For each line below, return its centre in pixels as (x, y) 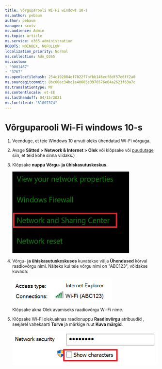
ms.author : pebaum (24, 15)
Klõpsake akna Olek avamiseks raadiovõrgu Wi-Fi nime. (68, 310)
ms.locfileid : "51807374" (31, 103)
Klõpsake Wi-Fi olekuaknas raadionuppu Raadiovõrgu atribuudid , (78, 319)
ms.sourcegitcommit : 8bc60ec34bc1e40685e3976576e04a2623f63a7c (70, 82)
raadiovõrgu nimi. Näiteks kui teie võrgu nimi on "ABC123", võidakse (80, 266)
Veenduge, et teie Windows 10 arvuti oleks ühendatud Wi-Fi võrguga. (81, 141)
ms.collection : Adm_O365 (30, 56)
